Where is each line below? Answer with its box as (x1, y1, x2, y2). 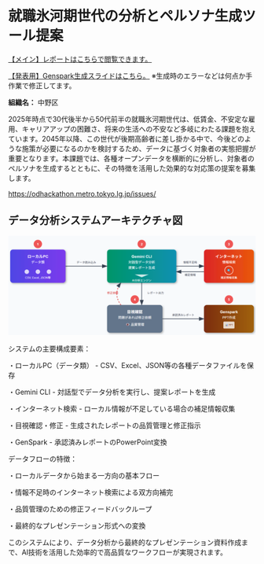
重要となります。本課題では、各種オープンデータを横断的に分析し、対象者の (8, 153, 255, 163)
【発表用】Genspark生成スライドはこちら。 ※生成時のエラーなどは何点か (8, 71, 246, 80)
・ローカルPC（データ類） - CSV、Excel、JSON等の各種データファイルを (8, 360, 247, 370)
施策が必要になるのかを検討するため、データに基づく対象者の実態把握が (21, 143, 256, 153)
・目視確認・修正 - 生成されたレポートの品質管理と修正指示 (8, 420, 202, 429)
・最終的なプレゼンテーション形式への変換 (8, 521, 146, 530)
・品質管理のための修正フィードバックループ (8, 504, 152, 514)
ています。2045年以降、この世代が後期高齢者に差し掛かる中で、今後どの (8, 134, 245, 143)
